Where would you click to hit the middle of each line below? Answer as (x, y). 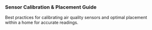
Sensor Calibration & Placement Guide (51, 7)
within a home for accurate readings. (42, 22)
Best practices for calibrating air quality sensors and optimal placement (76, 18)
